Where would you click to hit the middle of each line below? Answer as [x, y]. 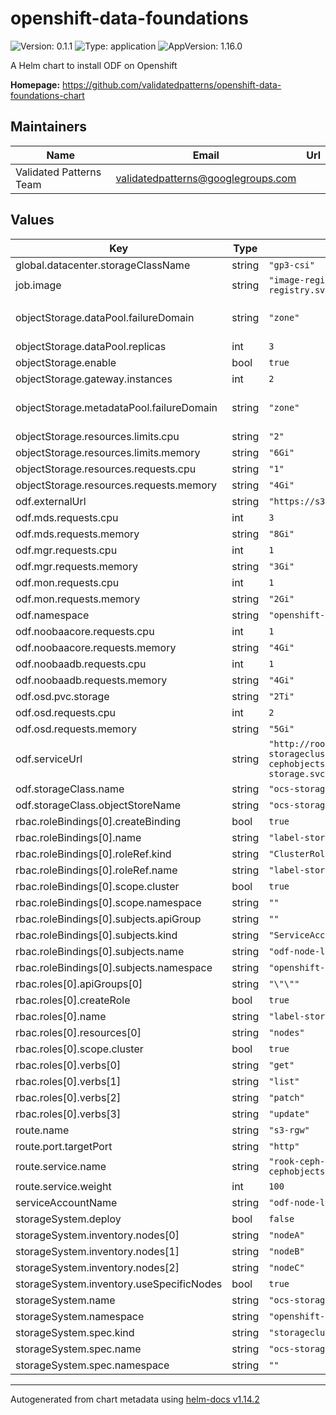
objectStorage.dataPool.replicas [91, 346]
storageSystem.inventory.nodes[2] [97, 1267]
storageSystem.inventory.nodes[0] [97, 1235]
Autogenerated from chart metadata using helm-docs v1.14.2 [135, 1399]
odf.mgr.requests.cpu [66, 550]
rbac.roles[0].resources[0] [78, 1032]
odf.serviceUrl [49, 759]
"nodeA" [286, 1235]
